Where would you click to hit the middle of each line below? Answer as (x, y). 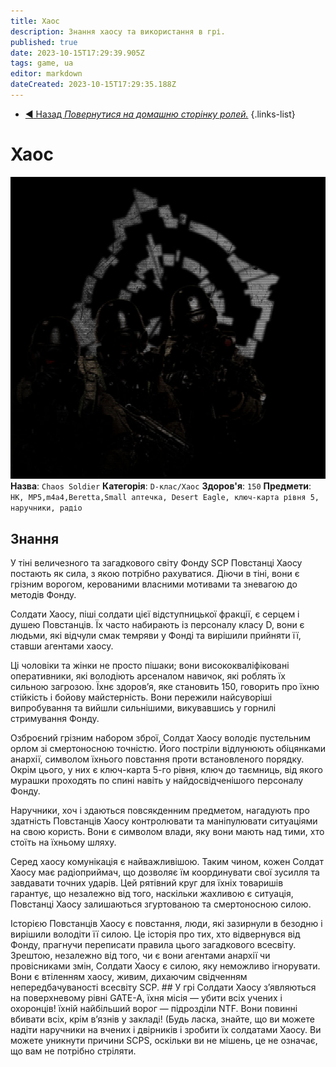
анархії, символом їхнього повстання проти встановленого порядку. (157, 759)
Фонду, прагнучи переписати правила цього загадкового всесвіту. (153, 945)
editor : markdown (46, 74)
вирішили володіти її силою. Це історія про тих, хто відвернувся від (155, 934)
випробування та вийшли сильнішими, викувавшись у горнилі (143, 708)
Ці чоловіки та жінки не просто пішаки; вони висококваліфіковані (150, 666)
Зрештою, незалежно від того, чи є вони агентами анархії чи (140, 956)
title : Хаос (35, 21)
